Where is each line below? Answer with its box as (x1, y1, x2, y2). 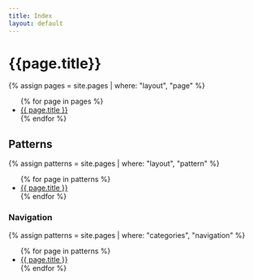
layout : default (8, 19, 63, 28)
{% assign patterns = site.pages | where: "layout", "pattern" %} (8, 159, 221, 168)
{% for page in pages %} (19, 96, 104, 106)
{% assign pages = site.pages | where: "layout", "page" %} (8, 81, 205, 91)
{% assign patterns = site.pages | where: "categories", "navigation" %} (8, 230, 246, 240)
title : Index (8, 11, 53, 20)
